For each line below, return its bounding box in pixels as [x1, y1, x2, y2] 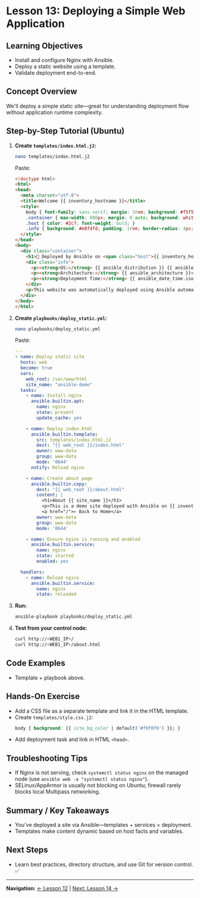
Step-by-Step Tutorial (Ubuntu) [6, 126, 125, 136]
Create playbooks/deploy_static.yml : [14, 314, 107, 321]
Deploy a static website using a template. [14, 63, 116, 70]
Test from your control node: [14, 624, 87, 632]
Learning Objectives [6, 41, 83, 51]
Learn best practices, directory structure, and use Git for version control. [14, 860, 193, 868]
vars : [20, 370, 34, 376]
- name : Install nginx [26, 393, 82, 399]
